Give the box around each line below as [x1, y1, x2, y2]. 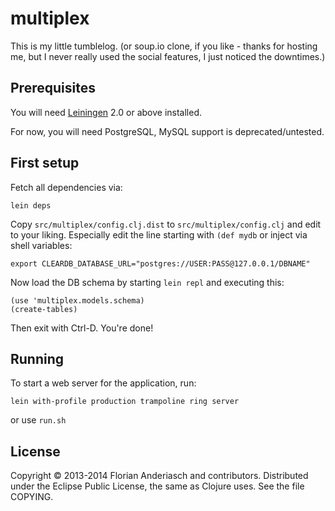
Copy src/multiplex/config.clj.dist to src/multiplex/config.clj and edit [10, 218, 322, 230]
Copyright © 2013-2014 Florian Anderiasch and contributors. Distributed [10, 470, 309, 482]
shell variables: [10, 239, 73, 251]
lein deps [10, 200, 52, 211]
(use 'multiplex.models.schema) [10, 295, 145, 306]
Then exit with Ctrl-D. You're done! [10, 322, 154, 334]
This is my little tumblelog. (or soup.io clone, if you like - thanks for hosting [10, 40, 318, 52]
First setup [10, 155, 80, 172]
